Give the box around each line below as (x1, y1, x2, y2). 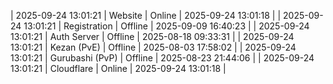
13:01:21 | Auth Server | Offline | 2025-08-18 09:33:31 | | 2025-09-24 (10, 31, 295, 42)
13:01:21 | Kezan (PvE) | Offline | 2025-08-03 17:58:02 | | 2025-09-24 (10, 41, 297, 53)
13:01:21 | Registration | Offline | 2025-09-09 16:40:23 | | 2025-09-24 (23, 20, 310, 32)
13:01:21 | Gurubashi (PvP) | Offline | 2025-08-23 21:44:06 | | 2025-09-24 (10, 52, 315, 64)
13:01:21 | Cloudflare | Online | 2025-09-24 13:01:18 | (10, 63, 227, 74)
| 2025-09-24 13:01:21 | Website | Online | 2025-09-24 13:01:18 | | (10, 10, 282, 21)
